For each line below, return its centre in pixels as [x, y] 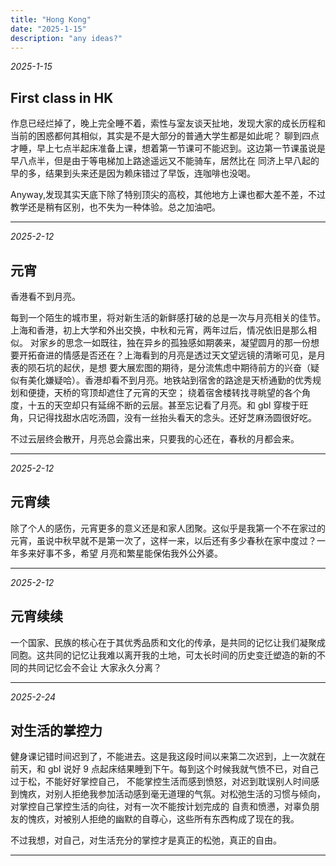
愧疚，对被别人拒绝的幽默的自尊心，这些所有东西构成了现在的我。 [163, 819]
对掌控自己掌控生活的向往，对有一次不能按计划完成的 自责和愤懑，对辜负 [160, 807]
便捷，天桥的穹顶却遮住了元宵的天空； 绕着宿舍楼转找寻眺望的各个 [164, 392]
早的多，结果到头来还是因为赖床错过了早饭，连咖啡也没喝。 [133, 173]
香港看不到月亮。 [45, 296]
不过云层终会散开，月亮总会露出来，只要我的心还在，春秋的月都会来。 [155, 439]
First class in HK [62, 97]
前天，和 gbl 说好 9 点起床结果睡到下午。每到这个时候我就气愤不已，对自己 [164, 769]
